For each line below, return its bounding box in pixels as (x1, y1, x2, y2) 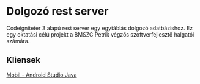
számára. (6, 37, 30, 44)
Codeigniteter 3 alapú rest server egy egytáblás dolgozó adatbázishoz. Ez (6, 24, 193, 32)
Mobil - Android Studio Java (6, 71, 77, 79)
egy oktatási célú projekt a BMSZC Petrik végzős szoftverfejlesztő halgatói (6, 30, 194, 38)
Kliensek (6, 55, 41, 65)
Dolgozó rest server (6, 4, 109, 18)
